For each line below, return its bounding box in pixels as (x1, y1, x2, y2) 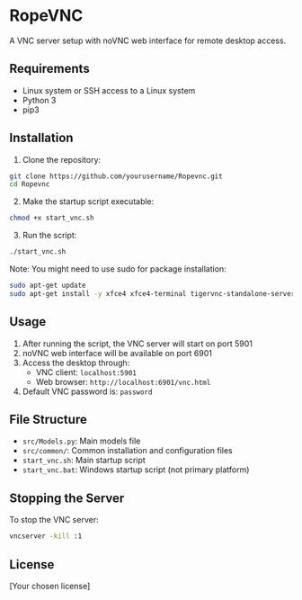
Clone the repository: (22, 154, 102, 165)
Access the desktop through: (22, 357, 130, 368)
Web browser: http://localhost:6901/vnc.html (35, 376, 211, 387)
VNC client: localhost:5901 (35, 366, 137, 378)
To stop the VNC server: (9, 515, 99, 525)
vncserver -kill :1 (9, 532, 83, 541)
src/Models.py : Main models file (22, 435, 141, 446)
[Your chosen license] (9, 580, 91, 591)
